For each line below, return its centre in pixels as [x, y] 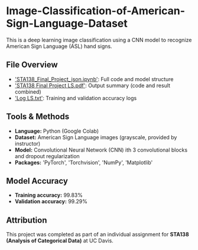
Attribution [27, 220]
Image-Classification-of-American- [95, 11]
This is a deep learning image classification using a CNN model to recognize [99, 40]
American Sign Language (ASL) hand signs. [59, 46]
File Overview [32, 65]
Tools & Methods [38, 117]
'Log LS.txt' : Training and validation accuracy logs [76, 98]
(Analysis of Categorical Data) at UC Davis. [60, 241]
